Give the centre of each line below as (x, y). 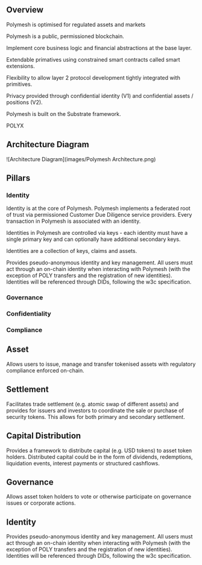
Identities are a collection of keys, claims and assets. (72, 251)
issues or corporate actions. (41, 503)
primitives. (19, 84)
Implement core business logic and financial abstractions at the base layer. (99, 48)
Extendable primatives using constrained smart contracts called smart (93, 59)
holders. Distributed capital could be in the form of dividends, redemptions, (99, 457)
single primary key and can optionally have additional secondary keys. (93, 239)
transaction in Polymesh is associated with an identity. (74, 221)
